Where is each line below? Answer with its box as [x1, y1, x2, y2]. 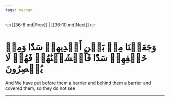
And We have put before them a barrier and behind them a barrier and [5, 80, 151, 86]
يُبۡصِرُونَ [5, 63, 43, 74]
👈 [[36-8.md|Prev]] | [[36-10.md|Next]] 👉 [5, 21, 96, 28]
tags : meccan [5, 7, 33, 13]
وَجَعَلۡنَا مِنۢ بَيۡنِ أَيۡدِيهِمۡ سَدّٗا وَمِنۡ [5, 41, 156, 53]
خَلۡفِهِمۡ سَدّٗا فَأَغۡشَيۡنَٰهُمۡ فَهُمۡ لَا [5, 52, 147, 63]
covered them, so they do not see [5, 85, 75, 91]
